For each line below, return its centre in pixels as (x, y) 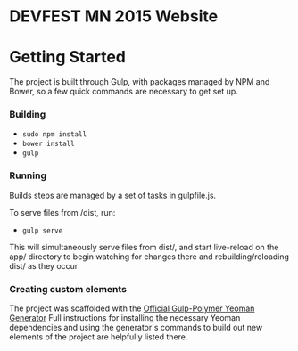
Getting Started (68, 57)
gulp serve (42, 230)
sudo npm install (54, 135)
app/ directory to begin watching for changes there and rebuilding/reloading (149, 257)
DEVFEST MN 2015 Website (114, 16)
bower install (48, 144)
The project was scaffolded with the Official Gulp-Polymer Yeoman (132, 308)
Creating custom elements (68, 289)
